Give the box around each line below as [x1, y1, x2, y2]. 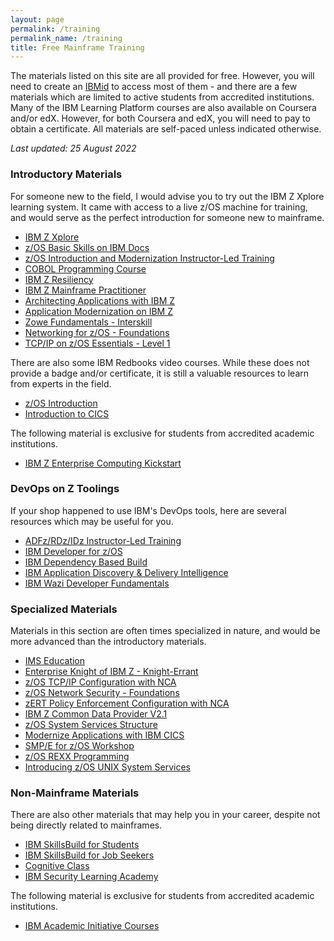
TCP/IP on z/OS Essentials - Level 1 [24, 337, 171, 349]
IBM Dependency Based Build [24, 556, 148, 568]
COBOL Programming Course [24, 262, 147, 275]
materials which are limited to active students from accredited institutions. [10, 91, 315, 103]
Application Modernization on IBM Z [24, 305, 173, 317]
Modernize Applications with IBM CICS [24, 729, 185, 741]
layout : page [10, 14, 65, 25]
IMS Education [24, 655, 86, 667]
